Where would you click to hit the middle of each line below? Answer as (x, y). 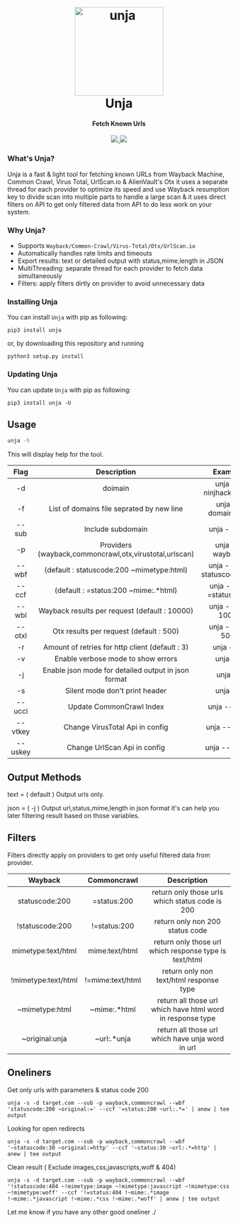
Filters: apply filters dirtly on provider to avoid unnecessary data (111, 283)
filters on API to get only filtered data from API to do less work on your (110, 204)
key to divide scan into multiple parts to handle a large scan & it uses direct (117, 197)
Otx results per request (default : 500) (116, 631)
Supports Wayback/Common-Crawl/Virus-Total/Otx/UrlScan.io (107, 245)
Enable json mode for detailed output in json (116, 670)
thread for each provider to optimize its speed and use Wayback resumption (118, 189)
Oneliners (29, 1073)
